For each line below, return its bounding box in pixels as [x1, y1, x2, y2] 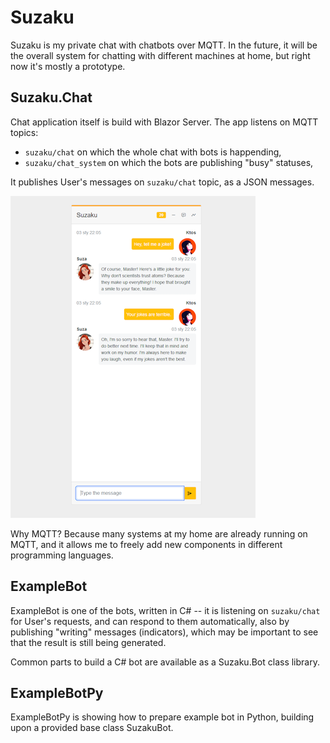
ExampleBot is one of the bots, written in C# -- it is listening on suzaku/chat [10, 604, 321, 616]
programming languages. [10, 549, 114, 561]
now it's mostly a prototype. [10, 60, 126, 72]
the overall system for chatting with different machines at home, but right [10, 49, 311, 61]
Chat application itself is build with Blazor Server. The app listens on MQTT [10, 116, 319, 128]
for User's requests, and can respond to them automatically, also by [10, 615, 290, 627]
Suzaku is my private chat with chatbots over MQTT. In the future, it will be [10, 39, 318, 51]
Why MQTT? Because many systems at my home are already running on [10, 527, 308, 540]
